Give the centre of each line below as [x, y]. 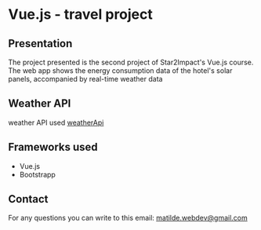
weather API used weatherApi [56, 122]
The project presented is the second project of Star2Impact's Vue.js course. [131, 62]
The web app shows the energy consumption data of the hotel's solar [120, 71]
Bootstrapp [38, 174]
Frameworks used [53, 147]
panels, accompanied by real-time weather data [85, 79]
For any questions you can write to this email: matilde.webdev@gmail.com [128, 218]
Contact [28, 199]
